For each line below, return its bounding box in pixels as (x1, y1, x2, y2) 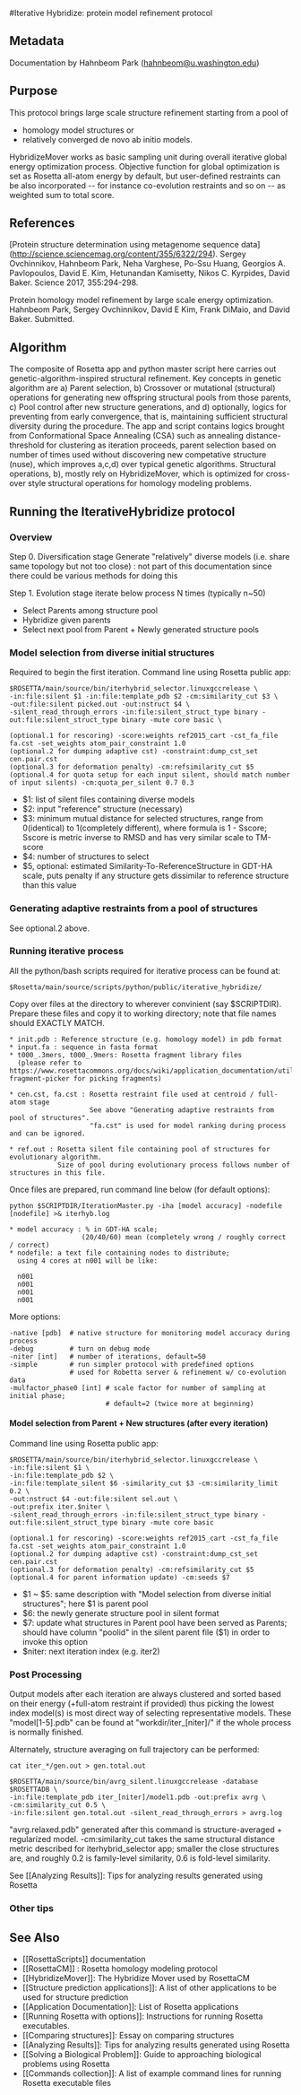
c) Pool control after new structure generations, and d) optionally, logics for (9, 402, 287, 413)
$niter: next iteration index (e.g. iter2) (21, 1646, 160, 1657)
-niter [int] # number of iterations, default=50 (9, 1352, 206, 1361)
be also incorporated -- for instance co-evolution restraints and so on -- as (9, 179, 287, 191)
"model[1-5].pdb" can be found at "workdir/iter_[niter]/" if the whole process (9, 1717, 292, 1728)
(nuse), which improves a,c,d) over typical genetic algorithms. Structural (9, 459, 276, 470)
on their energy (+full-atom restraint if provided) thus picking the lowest (9, 1699, 275, 1709)
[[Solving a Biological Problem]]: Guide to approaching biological (21, 2049, 262, 2060)
